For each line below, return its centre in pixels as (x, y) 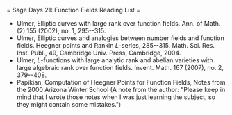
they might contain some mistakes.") (69, 104)
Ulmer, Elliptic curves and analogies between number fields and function (121, 38)
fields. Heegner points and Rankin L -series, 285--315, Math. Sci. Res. (115, 45)
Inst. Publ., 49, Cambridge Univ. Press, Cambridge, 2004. (99, 53)
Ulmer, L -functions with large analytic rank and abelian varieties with (115, 60)
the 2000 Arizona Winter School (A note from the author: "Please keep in (121, 90)
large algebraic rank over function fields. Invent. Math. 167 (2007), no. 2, (120, 68)
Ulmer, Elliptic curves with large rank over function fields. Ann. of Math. (118, 23)
